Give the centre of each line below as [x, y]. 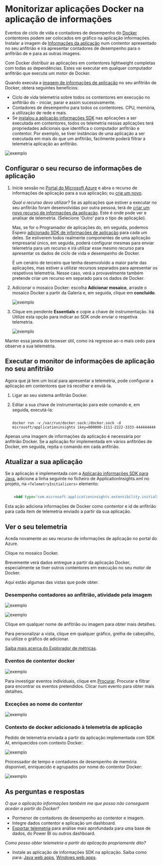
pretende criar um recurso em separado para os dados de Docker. [78, 278]
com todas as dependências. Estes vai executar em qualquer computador [79, 68]
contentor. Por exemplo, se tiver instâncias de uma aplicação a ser [78, 133]
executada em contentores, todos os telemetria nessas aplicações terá [83, 123]
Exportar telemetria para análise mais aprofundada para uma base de [81, 829]
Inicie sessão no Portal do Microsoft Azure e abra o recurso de [74, 188]
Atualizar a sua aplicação [44, 461]
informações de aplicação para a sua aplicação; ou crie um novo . [77, 193]
